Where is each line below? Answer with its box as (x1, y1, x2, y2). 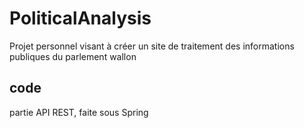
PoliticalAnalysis (9, 7, 152, 30)
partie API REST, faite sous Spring (9, 106, 149, 118)
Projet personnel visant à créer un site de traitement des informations (9, 40, 295, 52)
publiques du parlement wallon (9, 50, 137, 62)
